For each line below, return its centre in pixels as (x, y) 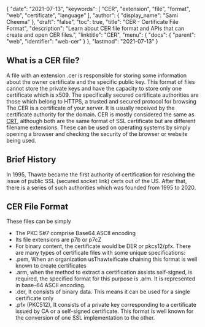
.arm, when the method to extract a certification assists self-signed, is (104, 272)
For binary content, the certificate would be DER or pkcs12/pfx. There (103, 246)
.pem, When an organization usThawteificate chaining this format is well (106, 259)
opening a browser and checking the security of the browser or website (97, 133)
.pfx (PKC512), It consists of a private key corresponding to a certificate (106, 305)
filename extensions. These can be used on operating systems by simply (99, 127)
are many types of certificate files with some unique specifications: (100, 253)
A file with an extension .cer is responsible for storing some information (97, 75)
